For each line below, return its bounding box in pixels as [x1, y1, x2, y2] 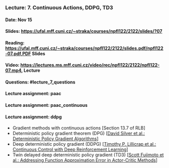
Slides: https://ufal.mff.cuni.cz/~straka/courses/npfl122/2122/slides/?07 [5, 28, 162, 34]
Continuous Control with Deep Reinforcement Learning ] [12, 146, 129, 153]
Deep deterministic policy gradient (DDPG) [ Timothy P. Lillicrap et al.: [12, 141, 156, 147]
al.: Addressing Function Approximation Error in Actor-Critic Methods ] [12, 157, 158, 163]
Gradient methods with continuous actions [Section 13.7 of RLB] [12, 125, 145, 131]
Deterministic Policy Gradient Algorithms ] [12, 136, 99, 142]
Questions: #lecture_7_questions [5, 79, 76, 85]
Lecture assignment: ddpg [5, 113, 62, 120]
